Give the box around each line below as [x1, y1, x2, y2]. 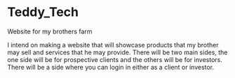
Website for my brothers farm [7, 27, 93, 36]
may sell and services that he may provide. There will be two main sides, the [7, 48, 228, 56]
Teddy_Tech [7, 4, 79, 20]
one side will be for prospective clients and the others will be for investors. [7, 55, 222, 63]
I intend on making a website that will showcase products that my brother [7, 40, 219, 49]
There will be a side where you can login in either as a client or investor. [7, 63, 215, 71]
